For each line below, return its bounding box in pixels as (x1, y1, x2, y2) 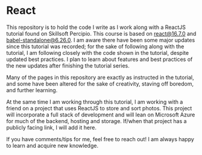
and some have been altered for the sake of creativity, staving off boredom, (6, 80, 194, 87)
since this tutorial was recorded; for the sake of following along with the (6, 43, 185, 50)
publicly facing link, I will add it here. (6, 124, 96, 131)
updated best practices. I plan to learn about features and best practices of (6, 55, 193, 63)
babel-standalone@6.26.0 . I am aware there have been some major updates (6, 36, 195, 43)
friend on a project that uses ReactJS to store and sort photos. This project (6, 104, 192, 112)
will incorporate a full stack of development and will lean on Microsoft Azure (6, 111, 195, 118)
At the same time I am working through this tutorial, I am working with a (6, 98, 183, 106)
